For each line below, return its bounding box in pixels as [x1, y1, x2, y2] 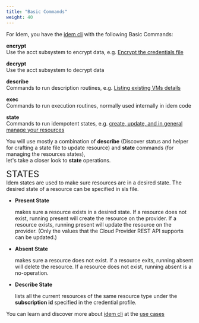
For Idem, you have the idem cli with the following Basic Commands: [6, 30, 173, 37]
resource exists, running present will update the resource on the [14, 221, 172, 228]
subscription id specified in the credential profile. [14, 299, 137, 306]
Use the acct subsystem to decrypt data [6, 66, 105, 73]
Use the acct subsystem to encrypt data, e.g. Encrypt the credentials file [6, 48, 184, 55]
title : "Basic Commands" [6, 8, 68, 15]
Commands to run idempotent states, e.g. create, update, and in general [6, 120, 183, 127]
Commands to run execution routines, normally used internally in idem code [6, 102, 192, 109]
